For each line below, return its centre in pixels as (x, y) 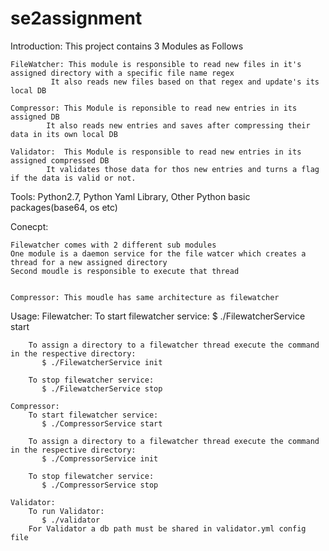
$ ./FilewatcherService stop (102, 388)
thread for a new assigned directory (89, 262)
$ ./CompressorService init (100, 458)
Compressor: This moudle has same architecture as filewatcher (145, 297)
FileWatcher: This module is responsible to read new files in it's (156, 64)
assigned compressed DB (60, 160)
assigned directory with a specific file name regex (122, 73)
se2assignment (76, 18)
